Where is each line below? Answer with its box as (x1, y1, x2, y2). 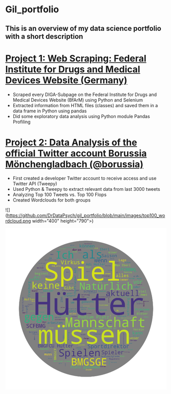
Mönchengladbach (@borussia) (5, 158, 144, 170)
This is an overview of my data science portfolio (5, 24, 161, 33)
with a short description (5, 32, 83, 41)
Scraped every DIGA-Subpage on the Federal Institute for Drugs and (12, 91, 157, 97)
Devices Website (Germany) (5, 74, 127, 86)
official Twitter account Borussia (5, 147, 147, 159)
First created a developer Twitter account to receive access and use (12, 175, 157, 182)
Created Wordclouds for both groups (12, 197, 91, 203)
